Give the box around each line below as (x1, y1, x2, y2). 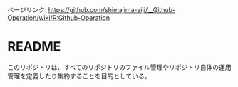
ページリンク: (7, 6, 47, 14)
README (7, 39, 61, 55)
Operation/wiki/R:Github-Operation (7, 14, 110, 22)
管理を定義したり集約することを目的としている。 (7, 71, 151, 80)
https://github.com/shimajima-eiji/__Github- (48, 6, 176, 14)
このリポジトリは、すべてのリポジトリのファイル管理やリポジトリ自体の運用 (7, 63, 232, 71)
